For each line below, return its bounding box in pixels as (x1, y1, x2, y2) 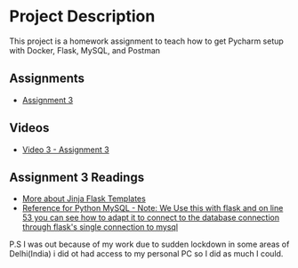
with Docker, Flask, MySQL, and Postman (9, 45, 161, 55)
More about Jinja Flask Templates (21, 193, 147, 204)
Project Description (9, 6, 156, 27)
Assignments (9, 71, 85, 86)
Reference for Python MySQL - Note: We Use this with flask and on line (21, 203, 284, 214)
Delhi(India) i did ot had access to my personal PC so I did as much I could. (9, 248, 284, 259)
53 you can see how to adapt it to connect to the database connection (21, 212, 280, 223)
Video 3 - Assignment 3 (21, 144, 109, 155)
